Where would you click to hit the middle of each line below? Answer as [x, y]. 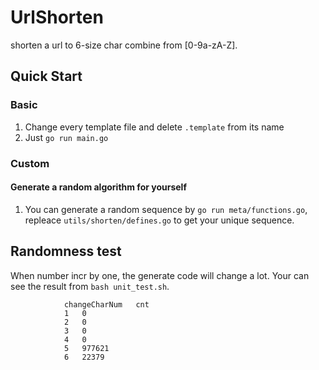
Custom [30, 163]
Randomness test [66, 251]
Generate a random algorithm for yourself [98, 187]
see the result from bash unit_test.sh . [90, 286]
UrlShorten [57, 17]
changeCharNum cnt [106, 304]
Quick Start [46, 76]
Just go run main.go [66, 137]
